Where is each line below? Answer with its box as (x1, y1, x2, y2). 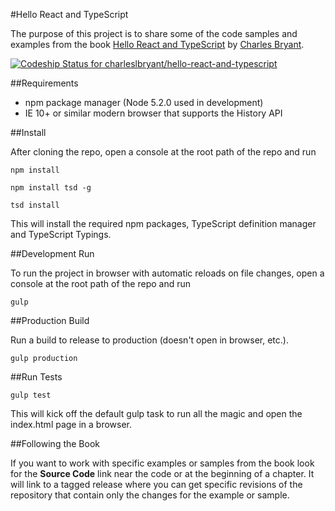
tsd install (10, 200, 60, 210)
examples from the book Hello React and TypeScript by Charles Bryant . (10, 39, 305, 50)
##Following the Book (10, 438, 100, 449)
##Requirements (10, 77, 79, 89)
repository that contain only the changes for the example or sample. (10, 489, 290, 501)
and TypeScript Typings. (10, 229, 112, 240)
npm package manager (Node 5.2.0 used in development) (24, 97, 264, 108)
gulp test (10, 390, 52, 400)
